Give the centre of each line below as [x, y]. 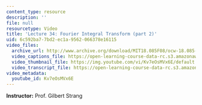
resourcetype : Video [32, 28]
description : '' [26, 17]
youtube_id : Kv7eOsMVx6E [43, 79]
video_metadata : [26, 73]
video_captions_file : [39, 56]
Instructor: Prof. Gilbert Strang [44, 96]
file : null [20, 23]
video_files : [23, 46]
